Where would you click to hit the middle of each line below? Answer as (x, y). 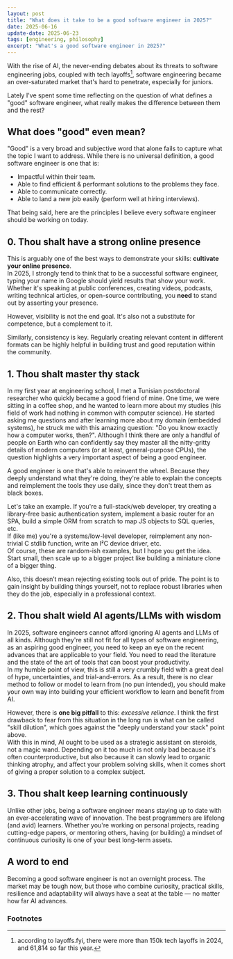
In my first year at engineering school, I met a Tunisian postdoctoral (103, 391)
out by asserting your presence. (53, 303)
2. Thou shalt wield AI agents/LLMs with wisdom (114, 616)
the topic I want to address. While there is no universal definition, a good (111, 156)
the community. (29, 352)
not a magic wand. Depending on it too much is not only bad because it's (112, 750)
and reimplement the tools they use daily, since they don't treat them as (109, 486)
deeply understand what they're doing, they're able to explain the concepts (114, 478)
